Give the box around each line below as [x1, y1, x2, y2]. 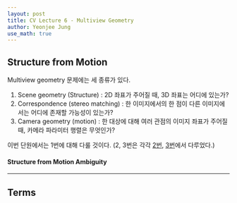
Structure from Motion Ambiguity [7, 157, 107, 166]
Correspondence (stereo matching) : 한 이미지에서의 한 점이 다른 [17, 99, 201, 108]
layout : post [7, 10, 46, 18]
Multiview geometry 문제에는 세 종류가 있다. [7, 75, 131, 85]
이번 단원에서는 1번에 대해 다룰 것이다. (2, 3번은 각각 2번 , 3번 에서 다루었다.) [7, 141, 215, 149]
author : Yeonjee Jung [7, 23, 71, 30]
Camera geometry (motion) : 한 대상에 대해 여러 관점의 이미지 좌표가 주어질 [17, 117, 228, 125]
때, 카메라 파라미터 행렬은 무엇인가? [17, 126, 115, 135]
